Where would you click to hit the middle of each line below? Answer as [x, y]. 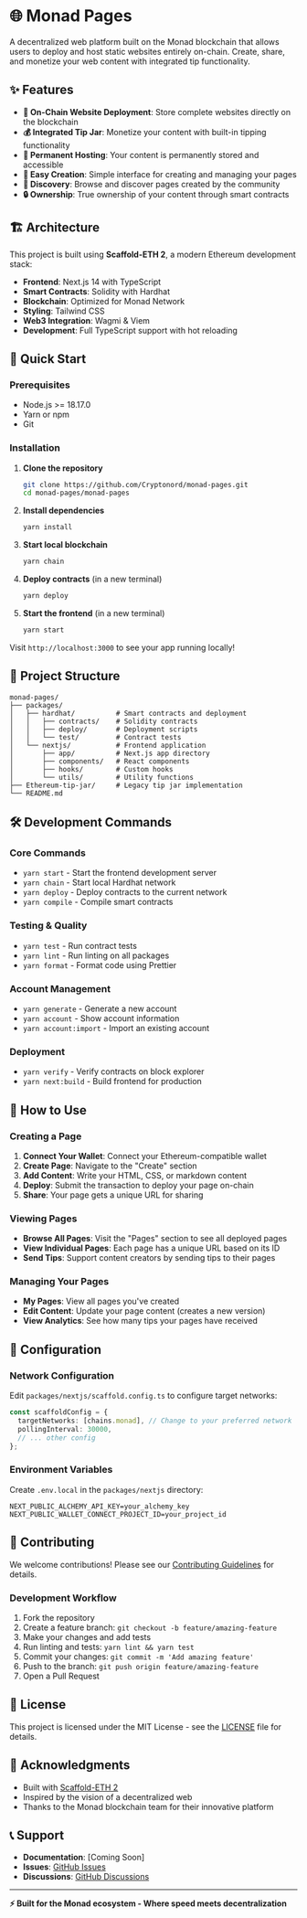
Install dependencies [64, 511]
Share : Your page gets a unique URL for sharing [113, 1195]
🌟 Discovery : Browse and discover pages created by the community [151, 184]
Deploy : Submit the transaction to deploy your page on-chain [138, 1185]
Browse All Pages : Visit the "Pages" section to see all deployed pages [155, 1239]
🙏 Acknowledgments [70, 1765]
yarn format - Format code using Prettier [100, 964]
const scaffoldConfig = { [58, 1412]
